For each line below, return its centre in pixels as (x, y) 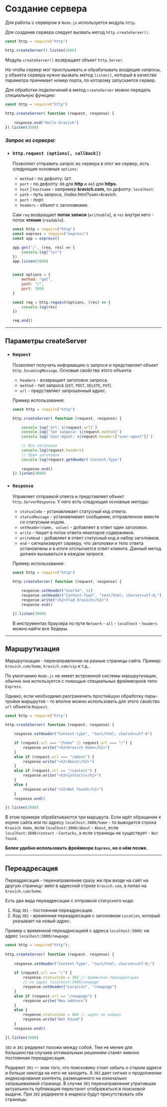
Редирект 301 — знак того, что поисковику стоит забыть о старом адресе (83, 1067)
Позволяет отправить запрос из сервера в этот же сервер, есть (81, 164)
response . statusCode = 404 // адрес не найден (72, 1015)
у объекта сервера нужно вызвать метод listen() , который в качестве (81, 75)
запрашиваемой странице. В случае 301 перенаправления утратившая (81, 1083)
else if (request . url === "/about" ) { (54, 757)
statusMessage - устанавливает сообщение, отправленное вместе (89, 517)
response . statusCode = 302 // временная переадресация (81, 978)
